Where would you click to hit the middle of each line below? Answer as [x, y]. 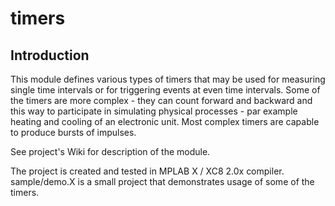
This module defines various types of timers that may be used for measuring [168, 79]
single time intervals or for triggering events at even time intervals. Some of [165, 90]
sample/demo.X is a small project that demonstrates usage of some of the [162, 181]
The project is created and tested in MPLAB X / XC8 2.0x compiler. [147, 171]
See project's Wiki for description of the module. [110, 151]
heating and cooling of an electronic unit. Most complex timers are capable [165, 121]
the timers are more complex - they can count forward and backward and [161, 100]
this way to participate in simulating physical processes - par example [154, 111]
